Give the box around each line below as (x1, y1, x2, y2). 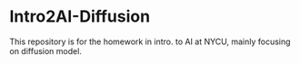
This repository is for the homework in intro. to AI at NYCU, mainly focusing (9, 36, 291, 47)
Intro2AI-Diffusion (9, 6, 151, 27)
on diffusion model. (9, 45, 82, 56)
